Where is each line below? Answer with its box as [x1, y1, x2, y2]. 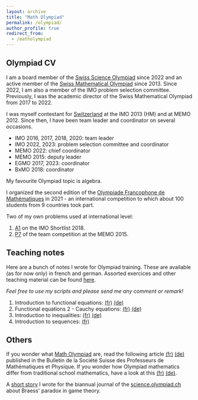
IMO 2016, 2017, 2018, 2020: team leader [14, 134, 114, 141]
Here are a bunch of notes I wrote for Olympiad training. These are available [6, 263, 191, 270]
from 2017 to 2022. [6, 99, 53, 106]
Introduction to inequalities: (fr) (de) [14, 311, 102, 318]
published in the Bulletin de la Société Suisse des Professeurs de [6, 357, 164, 364]
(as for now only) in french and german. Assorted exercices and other [6, 270, 176, 277]
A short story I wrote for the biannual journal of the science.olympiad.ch [6, 381, 181, 388]
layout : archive [6, 8, 46, 15]
